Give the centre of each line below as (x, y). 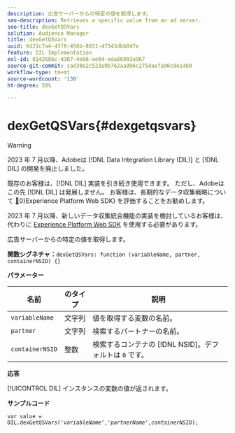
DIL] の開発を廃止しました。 (48, 169)
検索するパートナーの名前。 (138, 332)
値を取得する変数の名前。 (134, 318)
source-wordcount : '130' (43, 79)
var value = (24, 417)
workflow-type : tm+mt (39, 72)
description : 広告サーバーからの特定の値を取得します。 (79, 14)
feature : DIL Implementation (50, 53)
